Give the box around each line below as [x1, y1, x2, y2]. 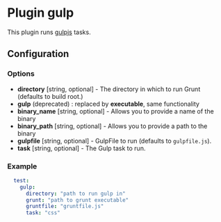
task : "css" [25, 209, 60, 216]
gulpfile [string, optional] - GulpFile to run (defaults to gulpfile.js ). [17, 136, 212, 145]
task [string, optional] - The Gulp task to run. [17, 144, 146, 152]
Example [7, 161, 38, 171]
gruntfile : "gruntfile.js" [25, 203, 104, 210]
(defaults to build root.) [17, 92, 83, 100]
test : [13, 177, 30, 184]
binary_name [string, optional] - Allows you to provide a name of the [17, 106, 214, 116]
